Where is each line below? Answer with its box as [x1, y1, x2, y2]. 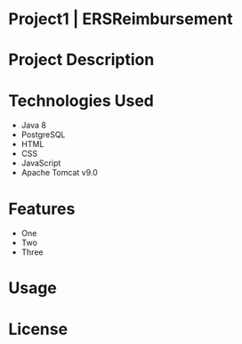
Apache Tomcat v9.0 [20, 168, 99, 178]
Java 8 [20, 120, 46, 131]
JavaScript [20, 158, 61, 168]
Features [8, 199, 76, 218]
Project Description [8, 50, 155, 70]
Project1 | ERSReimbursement [8, 9, 233, 29]
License [8, 319, 69, 339]
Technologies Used [8, 90, 155, 111]
